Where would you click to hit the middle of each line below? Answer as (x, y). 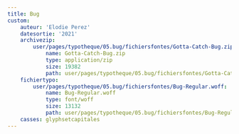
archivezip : (38, 40)
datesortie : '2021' (49, 34)
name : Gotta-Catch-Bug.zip (85, 54)
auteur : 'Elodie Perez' (55, 27)
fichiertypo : (39, 80)
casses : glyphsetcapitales (60, 119)
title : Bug (23, 14)
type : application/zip (79, 60)
